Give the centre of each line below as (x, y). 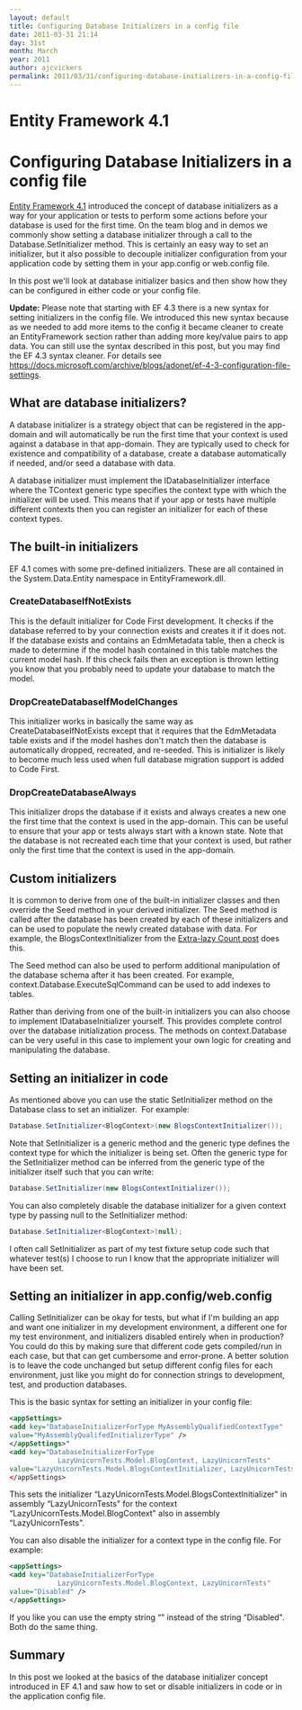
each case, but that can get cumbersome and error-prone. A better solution (149, 1356)
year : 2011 (30, 59)
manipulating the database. (60, 1050)
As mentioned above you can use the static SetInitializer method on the (141, 1100)
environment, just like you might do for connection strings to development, (147, 1375)
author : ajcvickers (46, 68)
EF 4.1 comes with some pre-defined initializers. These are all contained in (147, 569)
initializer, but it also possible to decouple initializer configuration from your (148, 254)
